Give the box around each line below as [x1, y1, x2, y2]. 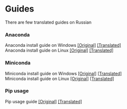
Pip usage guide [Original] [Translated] [5, 98, 82, 104]
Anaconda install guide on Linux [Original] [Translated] [5, 47, 113, 54]
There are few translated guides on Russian [5, 19, 92, 25]
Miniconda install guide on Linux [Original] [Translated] [5, 76, 114, 82]
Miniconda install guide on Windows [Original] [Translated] [5, 70, 122, 76]
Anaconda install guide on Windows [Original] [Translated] [5, 42, 122, 48]
